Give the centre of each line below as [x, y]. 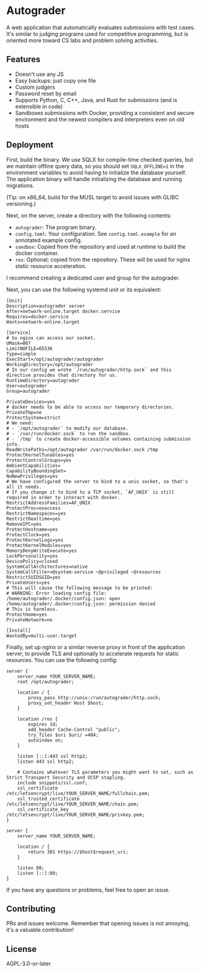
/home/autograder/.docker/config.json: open [63, 598]
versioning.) [21, 204]
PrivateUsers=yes [28, 582]
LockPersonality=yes [32, 556]
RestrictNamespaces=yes [36, 513]
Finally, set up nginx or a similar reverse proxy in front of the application [96, 647]
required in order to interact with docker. [63, 497]
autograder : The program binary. [56, 227]
